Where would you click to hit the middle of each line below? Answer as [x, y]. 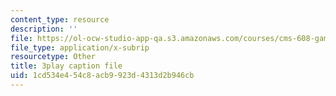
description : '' [44, 29]
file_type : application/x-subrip [80, 47]
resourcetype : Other [53, 57]
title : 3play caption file [66, 66]
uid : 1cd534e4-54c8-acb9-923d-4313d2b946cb [102, 76]
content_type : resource [60, 19]
